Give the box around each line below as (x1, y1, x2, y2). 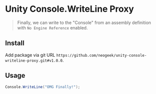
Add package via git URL (5, 52, 56, 58)
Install (5, 39, 25, 47)
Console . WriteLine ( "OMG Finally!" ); (5, 84, 80, 89)
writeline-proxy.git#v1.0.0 (5, 58, 63, 63)
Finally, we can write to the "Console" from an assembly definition (17, 20, 152, 25)
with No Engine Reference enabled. (17, 24, 88, 30)
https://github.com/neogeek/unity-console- (56, 53, 147, 58)
